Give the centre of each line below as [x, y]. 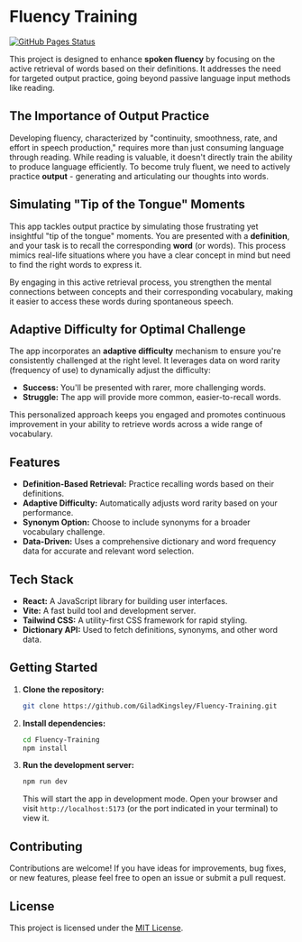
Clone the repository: [63, 689]
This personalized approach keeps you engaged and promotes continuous [148, 415]
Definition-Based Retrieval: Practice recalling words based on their [148, 484]
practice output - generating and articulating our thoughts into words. [139, 176]
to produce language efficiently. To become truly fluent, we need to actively [150, 166]
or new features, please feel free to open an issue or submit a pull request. [148, 878]
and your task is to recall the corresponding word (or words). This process [148, 245]
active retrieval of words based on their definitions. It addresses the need [145, 69]
